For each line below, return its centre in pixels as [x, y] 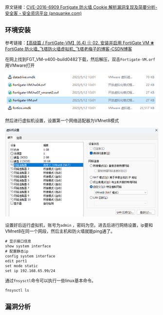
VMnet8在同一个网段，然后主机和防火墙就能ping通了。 [60, 231]
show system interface [28, 246]
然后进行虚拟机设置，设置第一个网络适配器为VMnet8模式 [62, 120]
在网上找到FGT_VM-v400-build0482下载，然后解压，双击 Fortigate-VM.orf [80, 59]
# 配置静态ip [17, 252]
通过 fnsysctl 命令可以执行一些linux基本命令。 [51, 281]
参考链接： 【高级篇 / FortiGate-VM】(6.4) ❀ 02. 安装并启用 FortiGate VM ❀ [80, 42]
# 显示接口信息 [18, 241]
